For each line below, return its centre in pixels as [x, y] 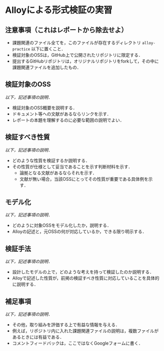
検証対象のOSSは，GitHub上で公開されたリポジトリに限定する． [78, 55]
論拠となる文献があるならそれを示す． [58, 173]
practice [21, 49]
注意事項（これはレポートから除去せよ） [66, 30]
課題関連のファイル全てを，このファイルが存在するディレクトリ [77, 43]
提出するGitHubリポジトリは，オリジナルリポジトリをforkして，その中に [85, 61]
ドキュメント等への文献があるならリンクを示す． [62, 114]
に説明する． [25, 284]
